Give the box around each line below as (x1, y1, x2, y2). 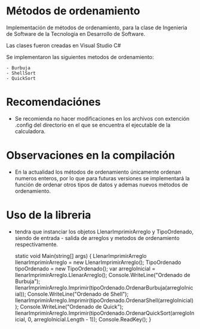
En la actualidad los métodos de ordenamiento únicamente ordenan (14, 168, 181, 176)
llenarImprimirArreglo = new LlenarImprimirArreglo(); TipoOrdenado (14, 259, 181, 266)
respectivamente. (14, 241, 59, 248)
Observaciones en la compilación (6, 149, 176, 162)
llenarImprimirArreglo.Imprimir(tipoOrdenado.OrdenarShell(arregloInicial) (14, 297, 194, 304)
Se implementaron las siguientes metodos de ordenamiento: (6, 53, 154, 60)
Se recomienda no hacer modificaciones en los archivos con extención (14, 115, 190, 122)
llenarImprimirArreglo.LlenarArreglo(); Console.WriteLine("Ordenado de (14, 271, 190, 278)
